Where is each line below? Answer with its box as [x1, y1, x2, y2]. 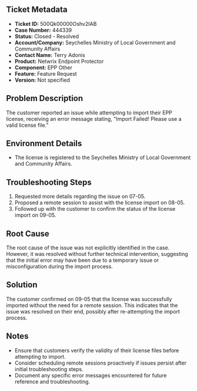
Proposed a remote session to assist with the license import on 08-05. [14, 199, 185, 206]
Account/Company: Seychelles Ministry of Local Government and [14, 39, 176, 46]
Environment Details [6, 139, 82, 149]
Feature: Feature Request [14, 70, 78, 77]
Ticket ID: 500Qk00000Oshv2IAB [14, 20, 97, 27]
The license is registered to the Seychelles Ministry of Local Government [14, 154, 191, 161]
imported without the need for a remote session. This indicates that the [6, 302, 178, 309]
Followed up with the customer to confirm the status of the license [14, 205, 176, 213]
